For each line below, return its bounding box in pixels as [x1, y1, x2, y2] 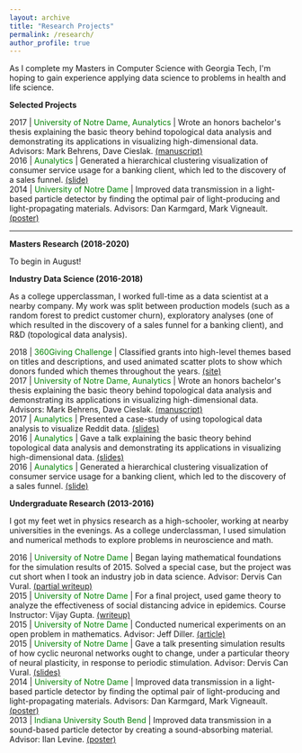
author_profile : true [9, 38, 91, 48]
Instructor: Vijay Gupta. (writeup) [9, 610, 131, 621]
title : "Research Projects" [9, 22, 115, 31]
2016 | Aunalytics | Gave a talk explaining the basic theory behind [9, 433, 252, 444]
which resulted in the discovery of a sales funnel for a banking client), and [9, 320, 284, 331]
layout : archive [9, 13, 70, 23]
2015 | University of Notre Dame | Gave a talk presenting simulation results [9, 639, 286, 649]
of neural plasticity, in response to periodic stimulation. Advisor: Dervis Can [9, 658, 289, 668]
